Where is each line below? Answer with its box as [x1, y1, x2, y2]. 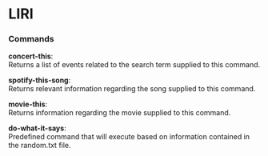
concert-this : [8, 51, 54, 61]
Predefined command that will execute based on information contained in [8, 132, 250, 142]
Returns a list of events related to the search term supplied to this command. [8, 60, 261, 70]
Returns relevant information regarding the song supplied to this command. [8, 84, 256, 94]
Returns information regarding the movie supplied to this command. [8, 108, 231, 118]
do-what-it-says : [8, 123, 66, 133]
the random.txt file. [8, 141, 71, 150]
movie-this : [8, 99, 48, 109]
